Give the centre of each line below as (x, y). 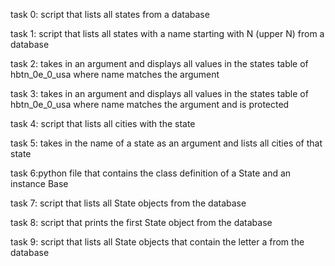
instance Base (39, 183)
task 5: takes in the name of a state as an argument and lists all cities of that (166, 143)
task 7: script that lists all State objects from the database (128, 203)
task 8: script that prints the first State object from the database (141, 222)
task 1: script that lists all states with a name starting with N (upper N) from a (167, 33)
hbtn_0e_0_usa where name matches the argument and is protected (150, 104)
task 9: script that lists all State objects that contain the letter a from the (157, 242)
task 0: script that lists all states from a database (110, 14)
